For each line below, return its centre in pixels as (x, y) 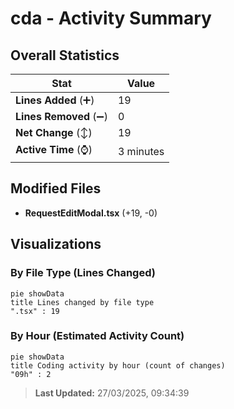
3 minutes (141, 151)
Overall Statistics (65, 55)
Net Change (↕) (54, 132)
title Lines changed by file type (82, 302)
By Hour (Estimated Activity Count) (97, 336)
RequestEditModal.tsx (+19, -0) (91, 213)
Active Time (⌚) (54, 149)
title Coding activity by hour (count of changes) (118, 365)
